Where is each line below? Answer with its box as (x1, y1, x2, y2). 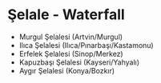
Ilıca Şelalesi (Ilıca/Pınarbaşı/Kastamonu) (18, 40, 154, 49)
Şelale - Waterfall (7, 6, 125, 24)
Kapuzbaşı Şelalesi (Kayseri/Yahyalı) (18, 57, 140, 67)
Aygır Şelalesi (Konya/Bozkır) (18, 65, 115, 75)
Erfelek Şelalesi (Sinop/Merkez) (18, 49, 123, 58)
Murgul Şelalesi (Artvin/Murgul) (18, 32, 123, 41)
